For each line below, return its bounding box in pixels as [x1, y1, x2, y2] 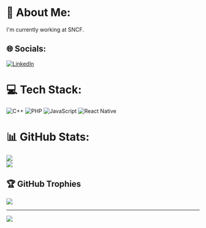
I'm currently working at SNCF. [6, 26, 85, 33]
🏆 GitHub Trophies [6, 179, 82, 189]
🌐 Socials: [6, 44, 47, 54]
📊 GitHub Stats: [6, 130, 90, 144]
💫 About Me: [6, 6, 71, 20]
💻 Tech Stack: [6, 82, 82, 96]
